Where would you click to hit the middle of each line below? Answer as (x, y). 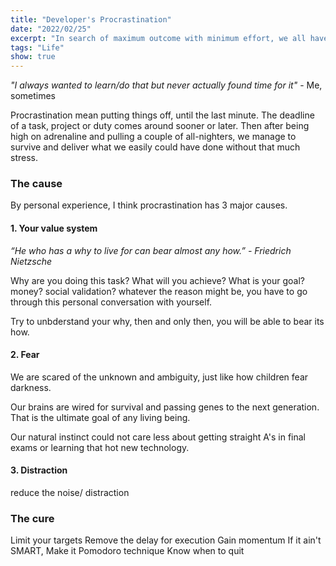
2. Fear (25, 355)
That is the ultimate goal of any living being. (100, 417)
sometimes (33, 96)
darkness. (31, 387)
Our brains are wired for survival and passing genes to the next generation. (165, 407)
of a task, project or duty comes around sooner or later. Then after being (160, 126)
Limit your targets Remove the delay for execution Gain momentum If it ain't (166, 540)
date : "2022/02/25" (51, 29)
